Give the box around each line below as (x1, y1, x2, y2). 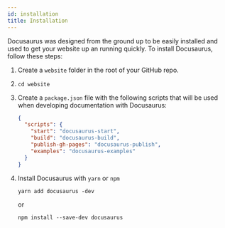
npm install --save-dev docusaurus (17, 214, 124, 221)
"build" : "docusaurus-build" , (31, 135, 120, 142)
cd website (17, 81, 50, 88)
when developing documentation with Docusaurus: (17, 100, 167, 109)
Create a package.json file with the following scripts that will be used (17, 93, 219, 102)
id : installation (7, 10, 59, 18)
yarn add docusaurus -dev (17, 187, 94, 195)
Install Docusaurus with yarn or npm (17, 174, 120, 182)
